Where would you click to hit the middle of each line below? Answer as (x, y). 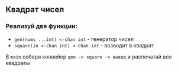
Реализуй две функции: (42, 26)
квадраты (18, 63)
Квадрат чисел (35, 10)
